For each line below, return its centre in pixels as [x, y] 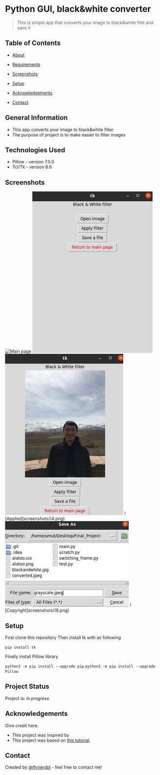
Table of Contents [33, 43]
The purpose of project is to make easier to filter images [69, 135]
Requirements [26, 64]
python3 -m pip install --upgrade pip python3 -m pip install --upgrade [80, 666]
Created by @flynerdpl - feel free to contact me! [54, 767]
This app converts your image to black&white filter [63, 129]
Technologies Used [35, 150]
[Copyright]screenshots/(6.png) [37, 611]
